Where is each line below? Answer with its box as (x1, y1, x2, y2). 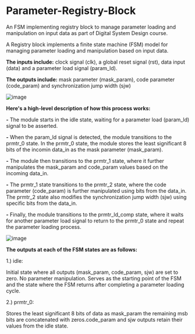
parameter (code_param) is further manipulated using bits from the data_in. (6, 187, 187, 194)
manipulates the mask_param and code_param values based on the (6, 163, 168, 171)
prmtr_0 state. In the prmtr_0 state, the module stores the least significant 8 (6, 140, 187, 147)
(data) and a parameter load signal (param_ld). (6, 64, 118, 71)
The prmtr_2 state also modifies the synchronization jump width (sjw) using (6, 193, 187, 200)
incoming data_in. (6, 169, 48, 176)
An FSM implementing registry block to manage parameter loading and (6, 23, 176, 30)
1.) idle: (6, 257, 23, 264)
